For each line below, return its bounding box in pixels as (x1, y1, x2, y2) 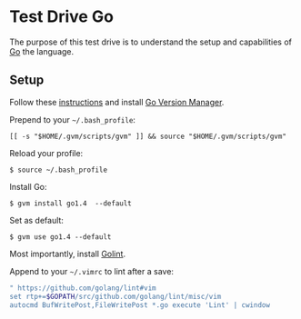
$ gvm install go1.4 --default (9, 198, 132, 208)
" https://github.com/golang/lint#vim (9, 284, 156, 293)
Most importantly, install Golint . (9, 248, 125, 259)
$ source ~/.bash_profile (9, 165, 107, 174)
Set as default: (9, 214, 64, 225)
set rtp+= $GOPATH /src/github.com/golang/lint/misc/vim (9, 292, 222, 301)
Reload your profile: (9, 147, 84, 158)
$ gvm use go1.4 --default (9, 232, 112, 242)
